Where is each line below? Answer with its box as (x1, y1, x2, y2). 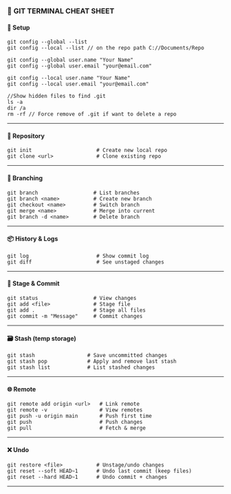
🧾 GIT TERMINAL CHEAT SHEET (7, 6, 115, 16)
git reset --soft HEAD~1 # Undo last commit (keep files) (7, 467, 192, 474)
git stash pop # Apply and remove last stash (7, 358, 177, 365)
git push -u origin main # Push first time (7, 413, 153, 420)
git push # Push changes (7, 419, 143, 426)
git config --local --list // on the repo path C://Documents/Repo (7, 45, 205, 52)
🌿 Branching (7, 173, 43, 182)
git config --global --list (7, 39, 88, 45)
